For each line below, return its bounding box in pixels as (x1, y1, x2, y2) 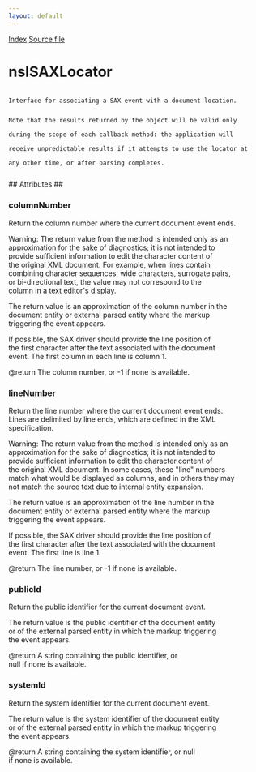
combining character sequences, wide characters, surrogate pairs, (8, 268, 231, 278)
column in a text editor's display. (8, 285, 117, 295)
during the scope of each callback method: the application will (8, 131, 233, 139)
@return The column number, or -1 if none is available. (8, 367, 190, 377)
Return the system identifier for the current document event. (8, 698, 210, 708)
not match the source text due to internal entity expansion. (8, 482, 204, 491)
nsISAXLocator (8, 62, 113, 81)
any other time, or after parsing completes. (8, 159, 164, 167)
